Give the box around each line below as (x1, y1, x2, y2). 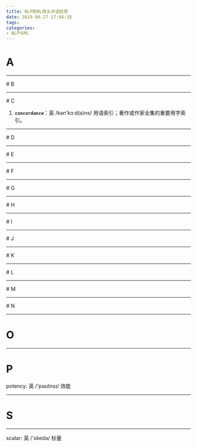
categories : (6, 25, 35, 31)
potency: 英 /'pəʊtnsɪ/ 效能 (6, 382, 72, 390)
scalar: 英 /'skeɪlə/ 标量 (6, 434, 62, 441)
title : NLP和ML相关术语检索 (6, 8, 69, 15)
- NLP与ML (6, 30, 29, 36)
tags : (6, 19, 19, 25)
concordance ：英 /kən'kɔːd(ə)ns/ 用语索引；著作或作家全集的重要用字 (14, 110, 181, 117)
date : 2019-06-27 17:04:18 (6, 14, 72, 20)
